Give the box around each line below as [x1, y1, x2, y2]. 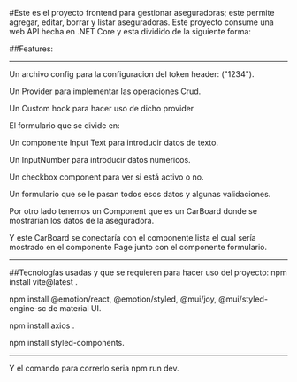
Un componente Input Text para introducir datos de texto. [9, 137, 219, 148]
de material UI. [48, 303, 102, 313]
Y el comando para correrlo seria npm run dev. [9, 363, 179, 373]
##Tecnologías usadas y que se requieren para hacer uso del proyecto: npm [9, 267, 287, 278]
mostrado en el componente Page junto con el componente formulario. [9, 242, 268, 252]
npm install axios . [9, 320, 75, 331]
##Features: [9, 43, 54, 54]
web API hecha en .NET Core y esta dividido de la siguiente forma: [9, 27, 252, 36]
